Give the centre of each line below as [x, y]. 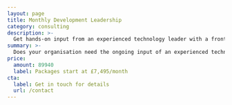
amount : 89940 [33, 65]
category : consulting [38, 26]
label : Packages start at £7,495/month [71, 71]
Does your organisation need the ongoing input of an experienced [111, 52]
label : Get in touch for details [61, 84]
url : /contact [33, 90]
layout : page [26, 13]
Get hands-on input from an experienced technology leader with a [111, 39]
